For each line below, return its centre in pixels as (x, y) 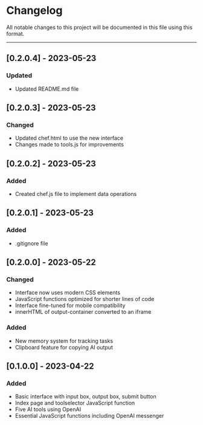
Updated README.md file (47, 89)
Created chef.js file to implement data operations (76, 194)
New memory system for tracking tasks (64, 341)
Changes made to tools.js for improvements (69, 144)
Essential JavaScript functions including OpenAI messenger (89, 416)
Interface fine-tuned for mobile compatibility (70, 305)
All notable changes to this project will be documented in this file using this (99, 27)
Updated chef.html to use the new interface (69, 138)
